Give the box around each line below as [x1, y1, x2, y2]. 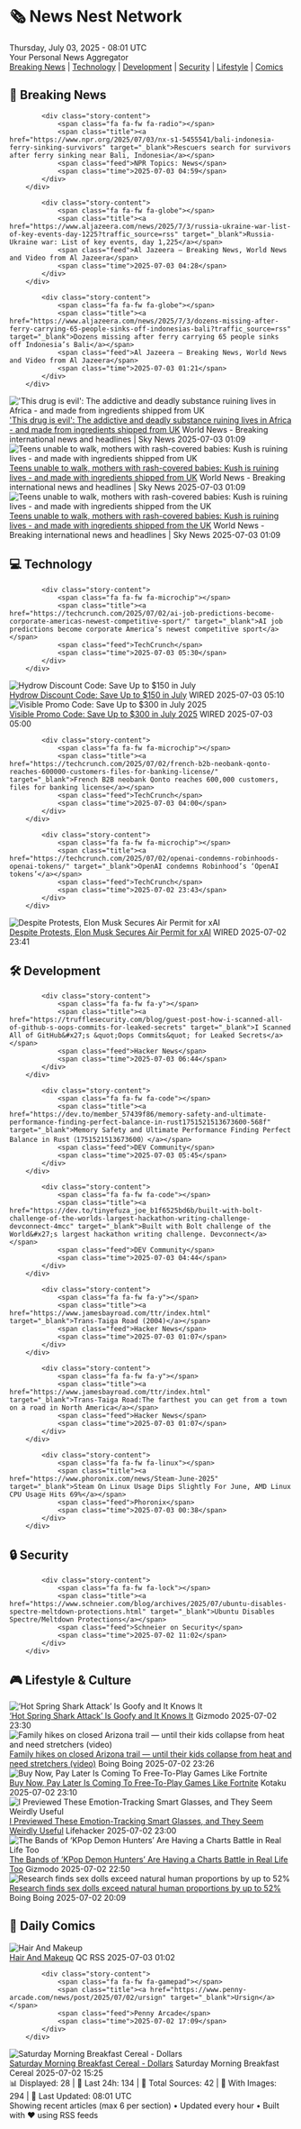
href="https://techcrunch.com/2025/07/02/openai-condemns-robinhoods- [9, 854, 279, 863]
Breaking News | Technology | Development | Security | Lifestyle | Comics [9, 61, 284, 72]
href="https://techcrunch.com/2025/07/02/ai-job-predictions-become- [9, 608, 276, 617]
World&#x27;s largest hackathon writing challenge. [9, 1230, 207, 1239]
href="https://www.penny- [149, 1985, 247, 1994]
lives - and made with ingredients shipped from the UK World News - [9, 519, 265, 531]
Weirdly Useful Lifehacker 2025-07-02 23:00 [9, 1825, 177, 1836]
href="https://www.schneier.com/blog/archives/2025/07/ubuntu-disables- [9, 1600, 288, 1609]
